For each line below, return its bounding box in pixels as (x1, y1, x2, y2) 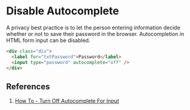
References (6, 81, 50, 91)
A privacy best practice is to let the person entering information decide (6, 24, 180, 31)
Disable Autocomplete (6, 4, 119, 18)
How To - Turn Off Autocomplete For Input (14, 97, 119, 105)
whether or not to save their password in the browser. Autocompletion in (6, 30, 185, 37)
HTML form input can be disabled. (6, 36, 91, 44)
